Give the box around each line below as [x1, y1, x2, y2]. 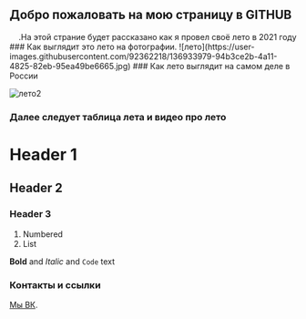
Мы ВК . [9, 299, 38, 310]
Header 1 [9, 144, 77, 165]
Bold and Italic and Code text [9, 255, 116, 267]
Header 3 [9, 208, 52, 221]
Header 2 [9, 180, 64, 196]
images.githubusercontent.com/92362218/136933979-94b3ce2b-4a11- [9, 50, 278, 62]
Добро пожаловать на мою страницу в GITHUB [9, 7, 292, 23]
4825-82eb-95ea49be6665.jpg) [9, 60, 131, 71]
